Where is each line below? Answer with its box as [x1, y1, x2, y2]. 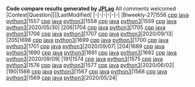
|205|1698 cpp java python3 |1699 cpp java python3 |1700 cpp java [6, 37, 169, 43]
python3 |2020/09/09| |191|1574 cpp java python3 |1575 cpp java [6, 56, 163, 62]
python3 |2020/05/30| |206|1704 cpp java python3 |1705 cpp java [6, 24, 166, 31]
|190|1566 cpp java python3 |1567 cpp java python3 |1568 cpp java [6, 68, 168, 75]
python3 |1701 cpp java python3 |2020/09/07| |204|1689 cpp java [6, 43, 165, 50]
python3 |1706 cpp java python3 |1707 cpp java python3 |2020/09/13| [6, 30, 174, 37]
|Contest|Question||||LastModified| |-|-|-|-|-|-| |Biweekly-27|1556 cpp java [6, 11, 189, 18]
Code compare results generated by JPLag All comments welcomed [6, 5, 176, 12]
